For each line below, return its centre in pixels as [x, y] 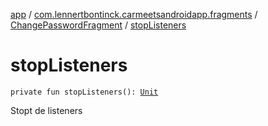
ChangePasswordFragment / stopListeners [98, 25]
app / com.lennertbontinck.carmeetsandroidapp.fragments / [134, 14]
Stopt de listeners [46, 110]
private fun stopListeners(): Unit [84, 92]
